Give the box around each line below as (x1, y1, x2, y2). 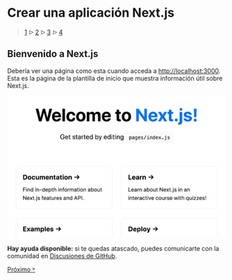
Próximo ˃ (7, 265, 36, 273)
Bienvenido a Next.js (7, 48, 99, 60)
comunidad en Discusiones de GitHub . (7, 251, 117, 260)
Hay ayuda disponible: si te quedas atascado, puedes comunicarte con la (7, 244, 219, 252)
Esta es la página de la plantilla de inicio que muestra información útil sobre (7, 74, 223, 82)
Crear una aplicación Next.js (7, 5, 175, 21)
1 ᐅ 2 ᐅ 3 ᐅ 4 (24, 28, 63, 36)
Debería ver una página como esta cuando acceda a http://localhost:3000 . (7, 66, 221, 75)
